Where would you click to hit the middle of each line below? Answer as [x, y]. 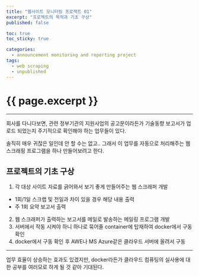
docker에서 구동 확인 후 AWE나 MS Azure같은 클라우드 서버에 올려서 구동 [100, 242]
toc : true [18, 33]
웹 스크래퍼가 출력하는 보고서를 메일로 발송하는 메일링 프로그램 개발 [92, 219]
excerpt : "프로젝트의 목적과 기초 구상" [49, 17]
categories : [21, 50]
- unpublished [29, 72]
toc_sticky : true [28, 39]
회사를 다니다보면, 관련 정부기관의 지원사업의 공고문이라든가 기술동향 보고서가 [96, 123]
